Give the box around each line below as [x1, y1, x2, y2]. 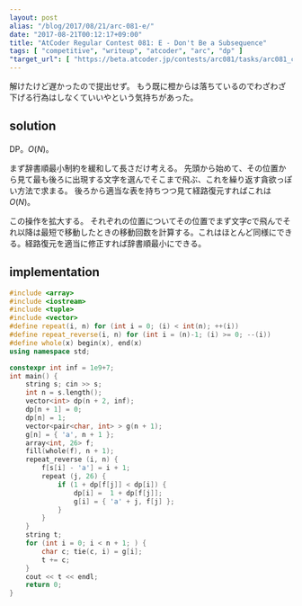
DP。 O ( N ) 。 [9, 143, 54, 154]
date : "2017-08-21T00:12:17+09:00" [9, 30, 143, 39]
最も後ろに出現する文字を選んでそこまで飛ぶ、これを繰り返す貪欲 [32, 174, 277, 184]
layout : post [9, 13, 58, 22]
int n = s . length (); [25, 388, 102, 397]
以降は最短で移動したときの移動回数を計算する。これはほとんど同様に [16, 227, 277, 237]
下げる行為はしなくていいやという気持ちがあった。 [9, 92, 199, 102]
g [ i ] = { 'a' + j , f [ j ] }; [73, 496, 175, 506]
